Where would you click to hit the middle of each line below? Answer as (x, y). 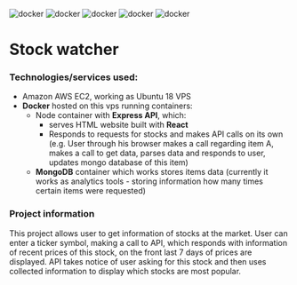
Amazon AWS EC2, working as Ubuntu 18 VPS (106, 97)
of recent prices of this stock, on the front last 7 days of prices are (131, 252)
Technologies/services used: (74, 77)
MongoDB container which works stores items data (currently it (152, 172)
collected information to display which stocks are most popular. (125, 271)
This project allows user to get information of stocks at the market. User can (148, 233)
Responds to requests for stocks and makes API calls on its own (166, 134)
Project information (52, 214)
